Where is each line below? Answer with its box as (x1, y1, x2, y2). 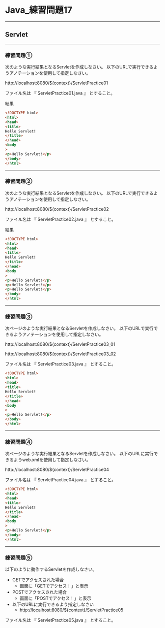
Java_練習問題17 (5, 4, 73, 16)
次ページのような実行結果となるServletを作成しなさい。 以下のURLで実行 (5, 326, 154, 331)
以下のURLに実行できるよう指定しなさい (12, 601, 94, 607)
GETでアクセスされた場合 (12, 577, 64, 583)
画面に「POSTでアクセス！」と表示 (19, 595, 92, 601)
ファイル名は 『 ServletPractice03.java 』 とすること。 (5, 361, 116, 367)
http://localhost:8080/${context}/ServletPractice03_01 (5, 341, 115, 347)
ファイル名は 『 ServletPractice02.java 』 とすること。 (5, 216, 116, 222)
